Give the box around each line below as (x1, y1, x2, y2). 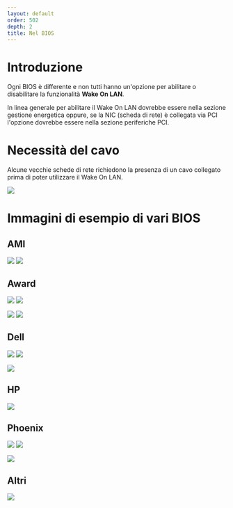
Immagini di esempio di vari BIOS (7, 210, 201, 226)
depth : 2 (7, 23, 33, 30)
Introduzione (7, 60, 83, 75)
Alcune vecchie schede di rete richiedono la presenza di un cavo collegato (7, 166, 221, 174)
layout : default (7, 10, 54, 17)
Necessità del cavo (7, 143, 120, 159)
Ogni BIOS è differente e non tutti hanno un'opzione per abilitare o (7, 83, 197, 91)
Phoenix (7, 422, 44, 434)
